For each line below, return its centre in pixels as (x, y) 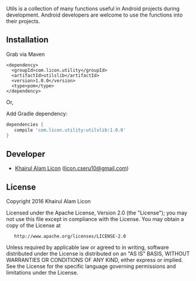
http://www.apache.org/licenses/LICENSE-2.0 (70, 236)
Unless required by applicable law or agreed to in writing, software (88, 247)
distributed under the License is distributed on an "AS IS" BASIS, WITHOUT (98, 254)
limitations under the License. (42, 273)
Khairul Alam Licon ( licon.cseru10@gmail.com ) (72, 168)
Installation (27, 40)
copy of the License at (34, 226)
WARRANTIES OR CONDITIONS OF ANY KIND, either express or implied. (94, 260)
